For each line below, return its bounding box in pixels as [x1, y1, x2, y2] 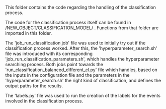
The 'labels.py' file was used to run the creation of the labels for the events [5, 93, 161, 98]
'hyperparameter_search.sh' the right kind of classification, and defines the [5, 78, 161, 83]
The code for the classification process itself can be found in [5, 20, 131, 25]
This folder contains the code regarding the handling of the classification [5, 5, 156, 10]
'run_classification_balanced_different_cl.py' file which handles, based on [5, 67, 157, 73]
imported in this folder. [5, 30, 52, 36]
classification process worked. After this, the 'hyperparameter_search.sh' [5, 45, 157, 51]
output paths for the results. [5, 83, 63, 89]
